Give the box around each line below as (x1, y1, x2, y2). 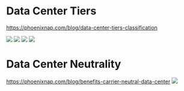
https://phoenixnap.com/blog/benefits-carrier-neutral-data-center (6, 78, 171, 85)
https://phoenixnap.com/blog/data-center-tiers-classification (6, 24, 158, 31)
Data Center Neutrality (6, 57, 121, 71)
